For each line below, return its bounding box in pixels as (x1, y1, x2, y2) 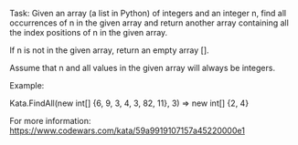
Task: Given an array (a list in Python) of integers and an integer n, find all (9, 8, 286, 18)
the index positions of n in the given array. (9, 27, 168, 37)
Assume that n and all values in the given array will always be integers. (9, 63, 276, 73)
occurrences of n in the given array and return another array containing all (9, 17, 290, 28)
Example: (9, 80, 45, 90)
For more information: (9, 116, 91, 126)
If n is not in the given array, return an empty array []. (9, 45, 209, 56)
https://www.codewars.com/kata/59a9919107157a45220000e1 (9, 125, 245, 136)
